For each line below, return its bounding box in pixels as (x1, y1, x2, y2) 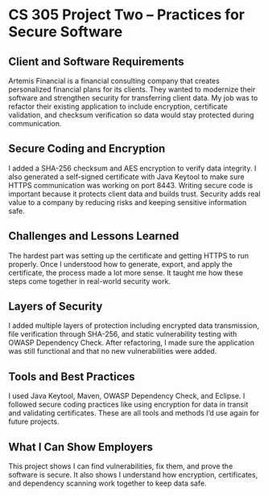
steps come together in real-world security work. (8, 276, 171, 286)
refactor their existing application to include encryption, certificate (8, 102, 228, 111)
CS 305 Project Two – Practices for (8, 6, 245, 24)
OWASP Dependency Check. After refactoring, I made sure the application (8, 338, 255, 347)
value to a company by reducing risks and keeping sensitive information (8, 197, 247, 207)
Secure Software (8, 23, 123, 41)
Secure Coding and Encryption (8, 142, 166, 156)
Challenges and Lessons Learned (8, 229, 179, 243)
